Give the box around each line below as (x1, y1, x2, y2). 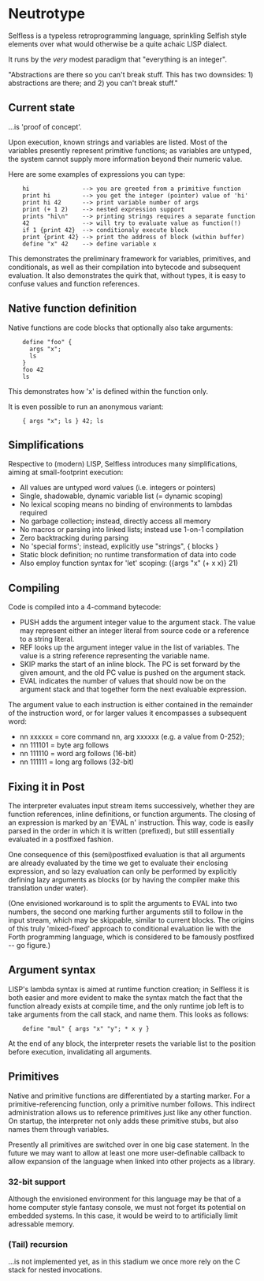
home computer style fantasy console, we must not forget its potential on (8, 1202, 247, 1212)
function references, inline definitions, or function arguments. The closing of (8, 810, 256, 818)
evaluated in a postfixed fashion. (8, 834, 114, 844)
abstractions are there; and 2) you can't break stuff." (8, 78, 179, 88)
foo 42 (22, 365, 44, 373)
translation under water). (8, 883, 89, 893)
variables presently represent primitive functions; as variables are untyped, (8, 145, 252, 155)
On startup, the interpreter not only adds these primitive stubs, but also (8, 1116, 239, 1126)
